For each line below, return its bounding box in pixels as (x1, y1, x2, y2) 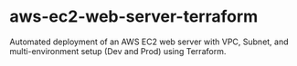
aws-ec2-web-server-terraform (9, 6, 259, 27)
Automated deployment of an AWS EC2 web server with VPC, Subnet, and (9, 36, 290, 47)
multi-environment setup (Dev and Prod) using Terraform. (9, 45, 227, 56)
